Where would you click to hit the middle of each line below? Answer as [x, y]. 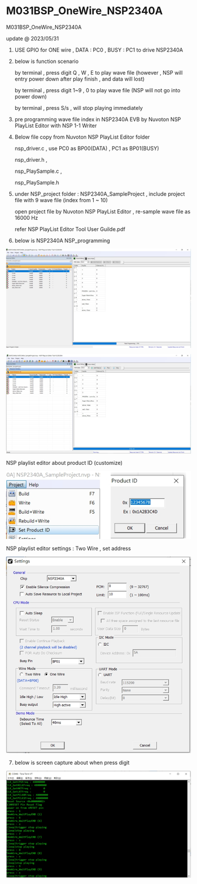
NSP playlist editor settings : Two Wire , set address [69, 548]
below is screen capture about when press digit [72, 763]
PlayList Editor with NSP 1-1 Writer [56, 125]
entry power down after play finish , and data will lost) [79, 79]
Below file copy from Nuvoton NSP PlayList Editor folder [82, 137]
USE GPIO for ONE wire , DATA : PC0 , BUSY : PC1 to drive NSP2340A [99, 50]
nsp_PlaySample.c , [38, 171]
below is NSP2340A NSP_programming [62, 240]
